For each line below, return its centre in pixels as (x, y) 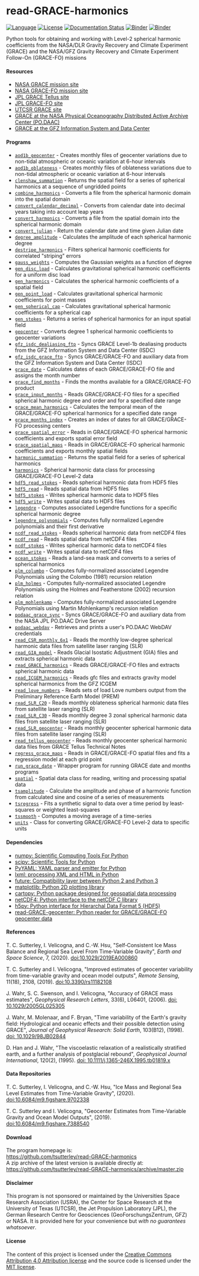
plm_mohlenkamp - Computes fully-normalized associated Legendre (95, 602)
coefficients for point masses (50, 300)
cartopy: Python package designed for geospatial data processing (95, 893)
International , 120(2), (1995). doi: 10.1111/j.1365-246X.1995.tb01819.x (88, 1060)
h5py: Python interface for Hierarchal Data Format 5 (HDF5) (87, 906)
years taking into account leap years (59, 212)
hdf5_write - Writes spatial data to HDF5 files (70, 501)
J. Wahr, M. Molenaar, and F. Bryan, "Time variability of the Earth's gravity (96, 1017)
